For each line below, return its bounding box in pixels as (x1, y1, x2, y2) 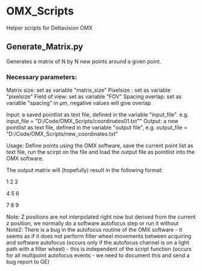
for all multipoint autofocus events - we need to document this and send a (6, 252, 190, 259)
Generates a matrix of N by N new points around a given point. (6, 57, 162, 65)
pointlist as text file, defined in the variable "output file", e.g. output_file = (6, 124, 188, 131)
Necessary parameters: (6, 72, 77, 81)
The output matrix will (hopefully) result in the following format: (6, 167, 163, 174)
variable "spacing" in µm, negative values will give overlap (6, 100, 151, 107)
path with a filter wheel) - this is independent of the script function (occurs (6, 246, 192, 253)
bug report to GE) (6, 258, 50, 266)
